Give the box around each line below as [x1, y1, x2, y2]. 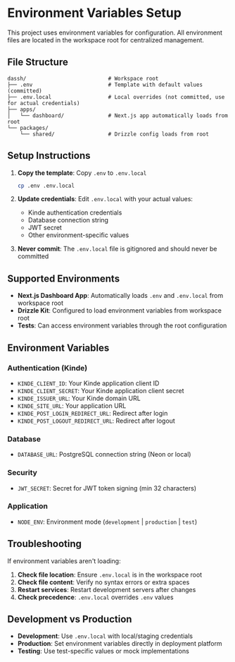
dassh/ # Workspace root [7, 75, 159, 82]
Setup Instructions [7, 150, 91, 162]
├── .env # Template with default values [7, 81, 203, 88]
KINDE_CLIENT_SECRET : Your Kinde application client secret [17, 386, 184, 395]
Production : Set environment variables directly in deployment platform [17, 639, 223, 648]
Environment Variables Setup [7, 5, 182, 21]
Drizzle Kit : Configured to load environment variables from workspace [17, 306, 222, 315]
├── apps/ [7, 106, 37, 113]
